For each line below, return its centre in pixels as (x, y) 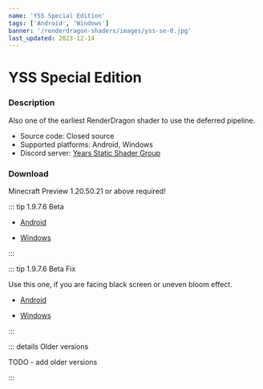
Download (29, 173)
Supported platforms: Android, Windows (87, 144)
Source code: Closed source (67, 136)
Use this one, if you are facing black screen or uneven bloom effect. (120, 285)
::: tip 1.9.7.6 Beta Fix (42, 269)
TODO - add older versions (53, 363)
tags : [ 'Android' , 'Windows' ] (59, 23)
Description (32, 103)
